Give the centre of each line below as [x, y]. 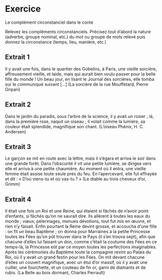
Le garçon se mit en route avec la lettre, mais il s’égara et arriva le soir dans [81, 159]
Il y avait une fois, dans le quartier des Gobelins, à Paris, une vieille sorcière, [81, 69]
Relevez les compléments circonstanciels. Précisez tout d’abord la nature [78, 31]
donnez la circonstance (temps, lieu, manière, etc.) [56, 42]
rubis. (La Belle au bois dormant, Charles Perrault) [55, 273]
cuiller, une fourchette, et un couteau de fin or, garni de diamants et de [76, 267]
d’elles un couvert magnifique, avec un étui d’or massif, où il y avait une [76, 263]
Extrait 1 [17, 57]
